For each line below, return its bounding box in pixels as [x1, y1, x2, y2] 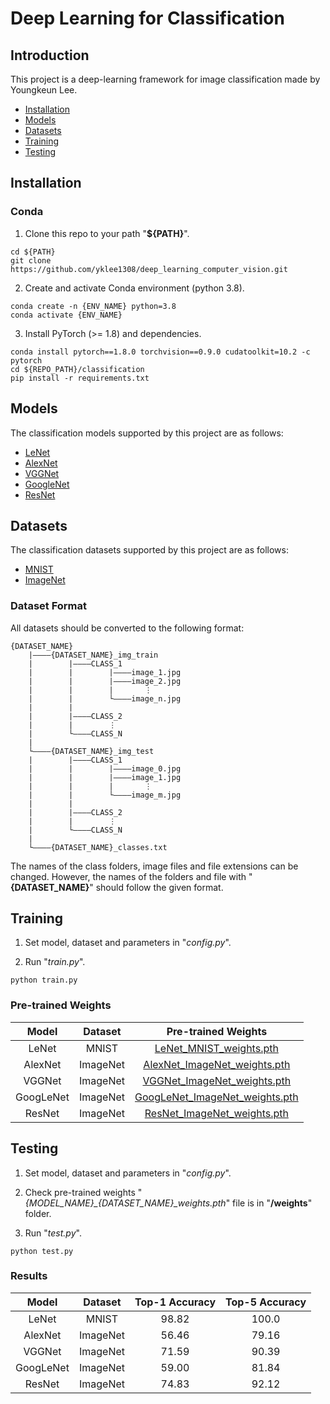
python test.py [10, 1246, 74, 1256]
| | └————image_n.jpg [28, 693, 182, 704]
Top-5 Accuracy [225, 1295, 307, 1309]
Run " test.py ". [24, 1227, 82, 1239]
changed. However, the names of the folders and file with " [10, 870, 253, 882]
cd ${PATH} [10, 247, 56, 257]
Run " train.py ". [24, 956, 86, 968]
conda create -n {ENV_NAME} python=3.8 [10, 301, 177, 311]
